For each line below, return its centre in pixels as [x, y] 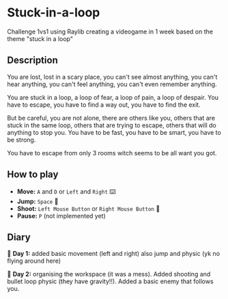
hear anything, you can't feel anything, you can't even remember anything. [112, 84]
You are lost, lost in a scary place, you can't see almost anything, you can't [112, 77]
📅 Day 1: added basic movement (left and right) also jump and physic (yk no [114, 254]
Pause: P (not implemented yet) [61, 216]
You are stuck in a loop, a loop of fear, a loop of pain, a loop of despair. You [113, 97]
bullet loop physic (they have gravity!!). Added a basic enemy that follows [110, 281]
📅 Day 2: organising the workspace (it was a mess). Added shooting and [109, 274]
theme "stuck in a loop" [40, 38]
